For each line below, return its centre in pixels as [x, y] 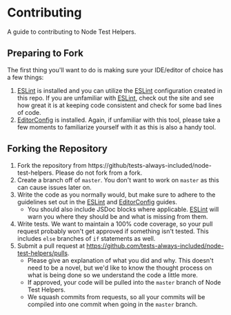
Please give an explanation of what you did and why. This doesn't [120, 260]
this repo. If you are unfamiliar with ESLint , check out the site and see [115, 98]
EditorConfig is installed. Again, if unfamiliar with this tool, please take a [119, 120]
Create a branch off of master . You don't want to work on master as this [118, 180]
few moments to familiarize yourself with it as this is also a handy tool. [117, 127]
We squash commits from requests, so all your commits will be [116, 296]
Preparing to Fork [46, 53]
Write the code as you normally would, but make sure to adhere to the [116, 195]
